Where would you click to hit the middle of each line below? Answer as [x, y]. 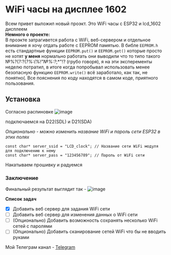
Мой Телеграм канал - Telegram [40, 247]
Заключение [22, 178]
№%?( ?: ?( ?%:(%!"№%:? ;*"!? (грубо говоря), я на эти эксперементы [79, 61]
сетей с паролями [32, 226]
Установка [23, 99]
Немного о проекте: [28, 34]
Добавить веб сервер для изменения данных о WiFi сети [75, 215]
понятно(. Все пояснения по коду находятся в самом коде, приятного [82, 78]
